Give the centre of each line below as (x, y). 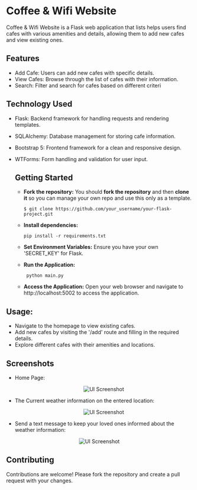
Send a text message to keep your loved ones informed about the (94, 424)
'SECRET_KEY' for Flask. (54, 254)
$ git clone (38, 209)
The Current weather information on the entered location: (85, 401)
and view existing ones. (35, 40)
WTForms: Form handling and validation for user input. (81, 159)
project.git (38, 214)
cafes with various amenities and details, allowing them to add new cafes (95, 33)
